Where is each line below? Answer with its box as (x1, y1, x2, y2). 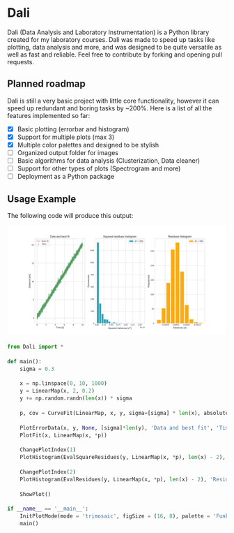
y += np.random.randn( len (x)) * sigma (19, 395, 132, 402)
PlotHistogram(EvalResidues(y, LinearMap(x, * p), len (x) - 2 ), (19, 476, 208, 483)
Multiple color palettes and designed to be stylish (17, 140, 159, 149)
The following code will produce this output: (7, 212, 134, 219)
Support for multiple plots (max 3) (17, 133, 115, 141)
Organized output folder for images (17, 148, 118, 156)
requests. (7, 57, 35, 66)
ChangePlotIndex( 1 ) (19, 446, 77, 453)
